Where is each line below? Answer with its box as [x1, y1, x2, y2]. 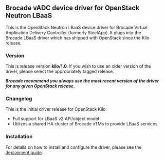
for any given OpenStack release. [5, 83, 75, 89]
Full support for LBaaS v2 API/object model [12, 116, 99, 121]
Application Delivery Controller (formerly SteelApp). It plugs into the [5, 29, 142, 36]
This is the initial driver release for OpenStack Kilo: [5, 106, 107, 112]
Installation [5, 133, 33, 140]
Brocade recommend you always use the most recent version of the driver [5, 78, 159, 84]
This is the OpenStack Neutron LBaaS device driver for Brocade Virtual [5, 24, 147, 30]
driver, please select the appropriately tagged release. [5, 68, 114, 75]
